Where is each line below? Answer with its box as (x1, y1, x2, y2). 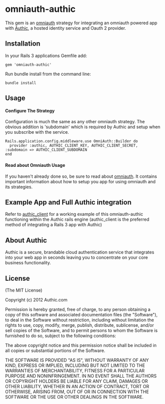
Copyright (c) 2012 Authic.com (5, 297, 68, 303)
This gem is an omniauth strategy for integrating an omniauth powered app (5, 20, 158, 26)
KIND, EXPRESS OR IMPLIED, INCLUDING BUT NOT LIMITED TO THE (5, 362, 145, 368)
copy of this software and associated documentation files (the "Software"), (5, 311, 158, 317)
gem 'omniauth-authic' (5, 62, 52, 67)
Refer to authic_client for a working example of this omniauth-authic (5, 211, 143, 217)
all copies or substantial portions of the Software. (5, 348, 105, 353)
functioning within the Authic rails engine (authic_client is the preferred (5, 216, 150, 222)
